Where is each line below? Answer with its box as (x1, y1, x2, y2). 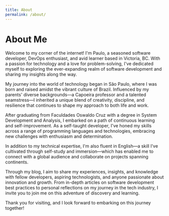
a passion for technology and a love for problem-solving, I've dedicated (5, 61, 153, 67)
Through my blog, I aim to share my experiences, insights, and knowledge (5, 169, 158, 175)
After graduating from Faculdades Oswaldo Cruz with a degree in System (5, 112, 157, 118)
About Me (5, 34, 47, 45)
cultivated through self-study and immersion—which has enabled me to (5, 148, 154, 154)
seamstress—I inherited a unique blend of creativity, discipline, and (5, 97, 145, 103)
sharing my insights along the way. (5, 71, 77, 78)
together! (5, 205, 24, 211)
